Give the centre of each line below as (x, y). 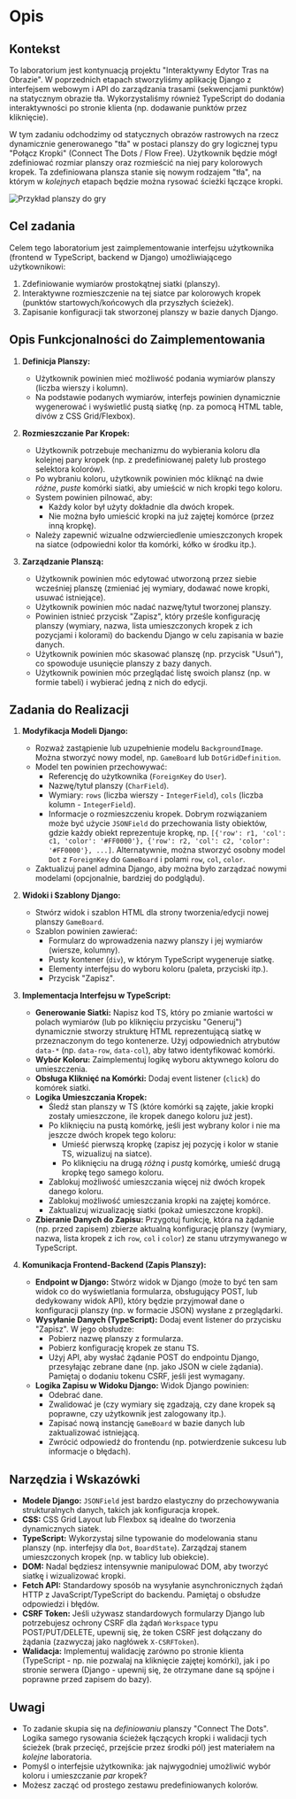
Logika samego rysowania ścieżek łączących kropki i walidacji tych (144, 1738)
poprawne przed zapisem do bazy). (87, 1679)
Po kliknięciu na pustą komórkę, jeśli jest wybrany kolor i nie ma (164, 1125)
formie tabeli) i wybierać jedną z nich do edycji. (121, 682)
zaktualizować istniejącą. (94, 1432)
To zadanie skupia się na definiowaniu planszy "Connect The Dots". (145, 1729)
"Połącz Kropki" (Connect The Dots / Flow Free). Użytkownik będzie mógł (143, 153)
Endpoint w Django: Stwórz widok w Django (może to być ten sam (156, 1282)
